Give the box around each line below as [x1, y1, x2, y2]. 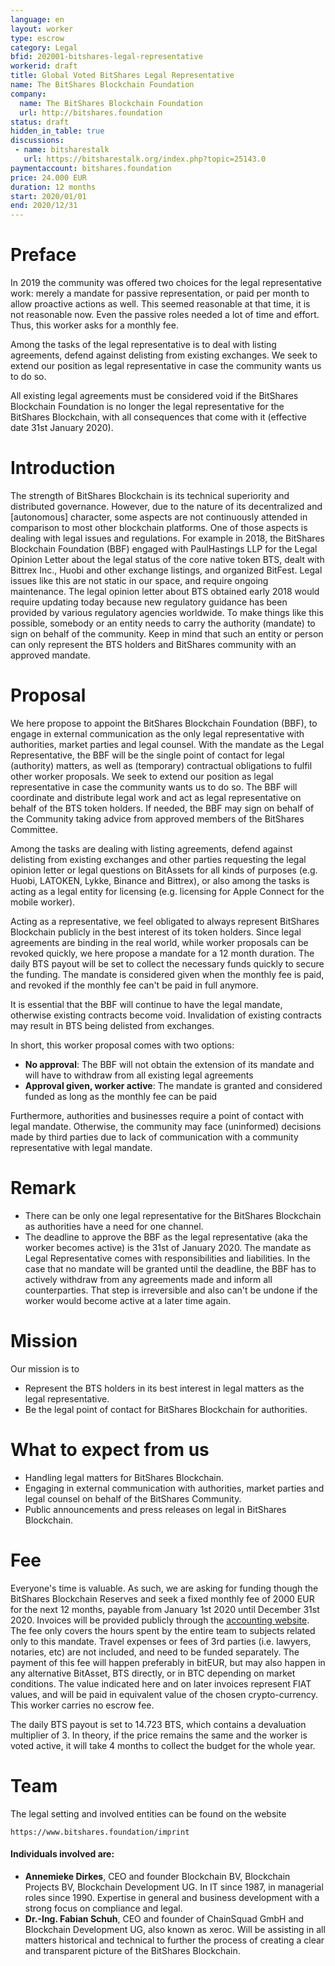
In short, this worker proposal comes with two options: [10, 1039, 235, 1051]
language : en [10, 14, 65, 25]
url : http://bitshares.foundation [19, 107, 163, 118]
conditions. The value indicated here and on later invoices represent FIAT [10, 1677, 312, 1690]
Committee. [10, 823, 58, 835]
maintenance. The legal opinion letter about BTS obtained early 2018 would [10, 586, 320, 597]
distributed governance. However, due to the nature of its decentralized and [10, 501, 323, 512]
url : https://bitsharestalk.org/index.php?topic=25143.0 [23, 154, 267, 164]
